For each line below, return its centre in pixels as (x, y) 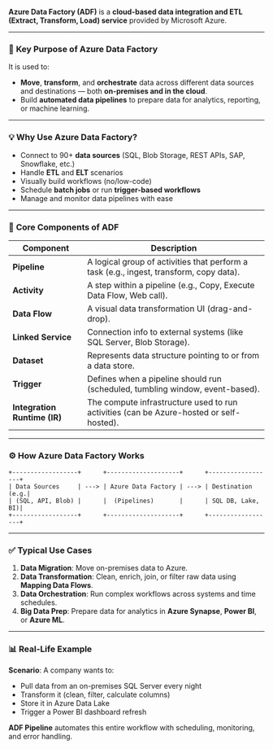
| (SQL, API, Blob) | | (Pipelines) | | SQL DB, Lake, (134, 501)
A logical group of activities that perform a (167, 261)
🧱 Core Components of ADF (64, 227)
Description (174, 247)
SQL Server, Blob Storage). (138, 342)
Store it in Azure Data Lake (65, 703)
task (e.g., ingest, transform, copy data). (163, 272)
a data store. (111, 366)
